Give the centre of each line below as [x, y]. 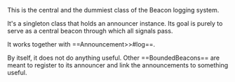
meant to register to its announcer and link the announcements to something [118, 65]
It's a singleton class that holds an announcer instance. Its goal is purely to [115, 23]
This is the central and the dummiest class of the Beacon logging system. [113, 10]
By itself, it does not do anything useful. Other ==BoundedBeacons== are [114, 58]
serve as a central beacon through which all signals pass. [90, 31]
